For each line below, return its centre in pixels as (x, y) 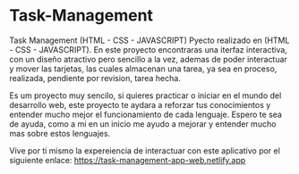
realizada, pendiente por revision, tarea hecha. (95, 78)
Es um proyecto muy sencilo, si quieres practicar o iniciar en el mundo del (145, 95)
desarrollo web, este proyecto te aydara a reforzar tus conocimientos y (140, 104)
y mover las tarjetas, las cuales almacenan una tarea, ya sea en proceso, (143, 69)
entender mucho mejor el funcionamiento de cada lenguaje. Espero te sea (145, 114)
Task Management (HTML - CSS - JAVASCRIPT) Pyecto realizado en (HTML (149, 40)
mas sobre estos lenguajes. (60, 133)
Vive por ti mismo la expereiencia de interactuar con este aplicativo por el (145, 150)
